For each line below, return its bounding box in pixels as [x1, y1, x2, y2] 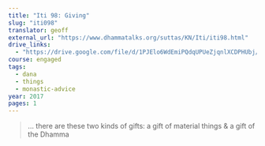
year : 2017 [8, 92, 44, 100]
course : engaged [8, 56, 62, 64]
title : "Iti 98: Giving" [8, 11, 90, 20]
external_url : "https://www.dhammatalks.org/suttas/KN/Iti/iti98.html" [8, 33, 248, 42]
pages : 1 [8, 99, 37, 107]
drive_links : [8, 41, 51, 49]
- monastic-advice [15, 84, 77, 93]
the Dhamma [27, 129, 69, 139]
